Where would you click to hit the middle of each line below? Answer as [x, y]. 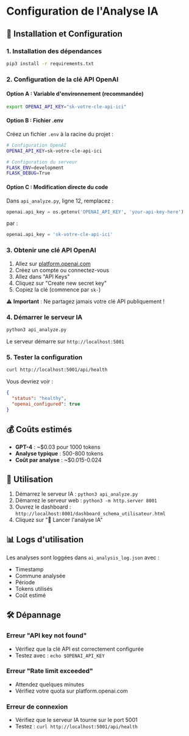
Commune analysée [40, 576]
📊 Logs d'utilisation [45, 540]
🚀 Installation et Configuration [65, 34]
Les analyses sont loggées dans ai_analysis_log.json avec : [83, 557]
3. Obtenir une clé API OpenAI [51, 250]
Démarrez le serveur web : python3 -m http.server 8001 [86, 501]
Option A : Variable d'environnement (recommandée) [75, 94]
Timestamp [29, 569]
